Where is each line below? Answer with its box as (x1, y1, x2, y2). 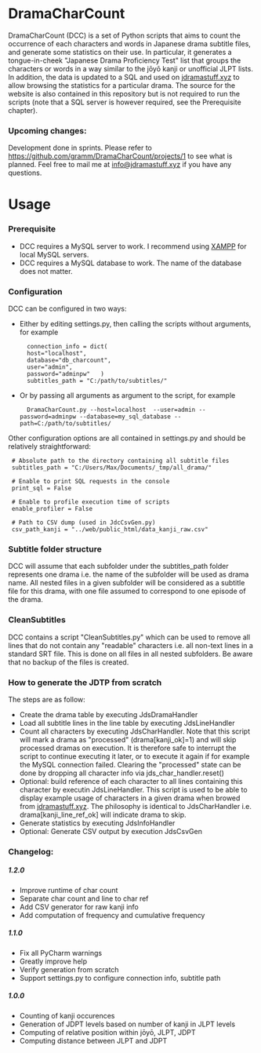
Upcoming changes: (8, 125, 87, 136)
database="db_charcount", (27, 356, 111, 365)
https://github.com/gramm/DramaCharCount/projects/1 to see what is (8, 151, 233, 161)
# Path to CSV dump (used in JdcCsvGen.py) (11, 519, 156, 526)
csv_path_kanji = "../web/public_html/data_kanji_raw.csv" (11, 526, 209, 534)
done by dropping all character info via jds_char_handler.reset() (19, 768, 225, 778)
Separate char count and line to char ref (19, 894, 149, 903)
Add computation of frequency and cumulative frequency (19, 910, 205, 920)
